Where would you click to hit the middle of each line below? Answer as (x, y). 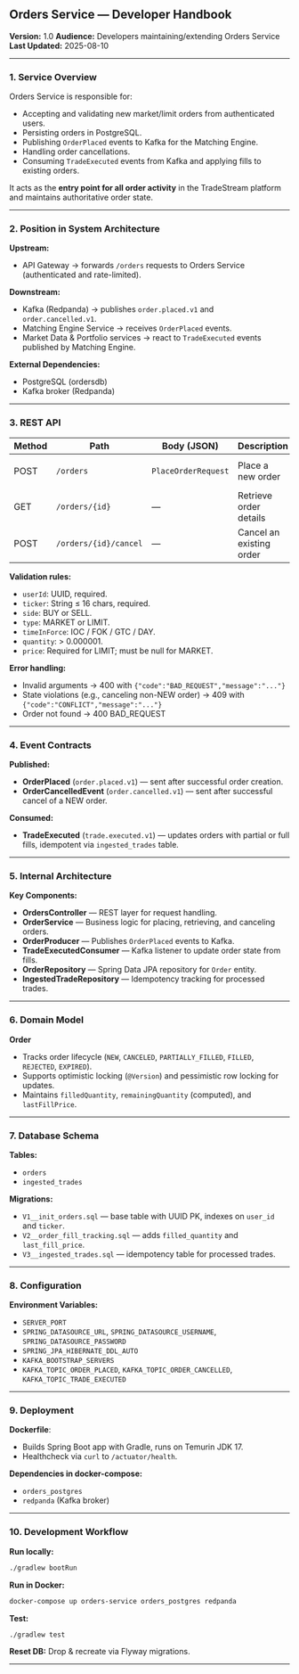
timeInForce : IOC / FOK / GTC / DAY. (89, 631)
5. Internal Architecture (61, 875)
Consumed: (31, 818)
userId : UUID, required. (65, 594)
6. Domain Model (47, 1020)
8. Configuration (45, 1285)
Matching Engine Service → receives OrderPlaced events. (127, 328)
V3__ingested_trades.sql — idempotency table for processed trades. (149, 1254)
